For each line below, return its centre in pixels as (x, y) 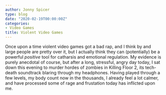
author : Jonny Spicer (28, 10)
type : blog (16, 14)
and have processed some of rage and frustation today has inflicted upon (80, 83)
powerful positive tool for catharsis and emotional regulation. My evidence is (83, 57)
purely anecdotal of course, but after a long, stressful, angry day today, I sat (83, 62)
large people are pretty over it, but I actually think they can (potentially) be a (83, 52)
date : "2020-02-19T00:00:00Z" (36, 19)
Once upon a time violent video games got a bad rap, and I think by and (78, 47)
